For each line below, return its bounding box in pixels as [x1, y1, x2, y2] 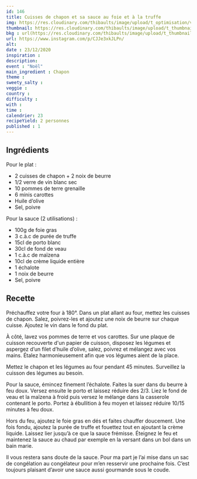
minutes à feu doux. [6, 405, 55, 413]
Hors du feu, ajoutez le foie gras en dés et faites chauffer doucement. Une [6, 417, 186, 424]
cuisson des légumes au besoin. [6, 369, 84, 377]
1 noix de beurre [14, 270, 54, 277]
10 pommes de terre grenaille [14, 185, 86, 192]
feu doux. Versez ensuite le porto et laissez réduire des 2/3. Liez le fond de [6, 387, 188, 394]
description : [6, 58, 38, 64]
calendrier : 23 [6, 112, 43, 118]
